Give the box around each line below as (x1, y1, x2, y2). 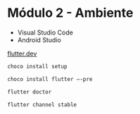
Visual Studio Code (17, 28, 74, 37)
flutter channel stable (7, 101, 77, 108)
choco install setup (7, 63, 68, 70)
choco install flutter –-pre (7, 75, 93, 82)
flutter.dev (7, 49, 37, 58)
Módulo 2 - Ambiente (7, 5, 134, 21)
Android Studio (17, 35, 61, 44)
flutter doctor (7, 88, 52, 96)
